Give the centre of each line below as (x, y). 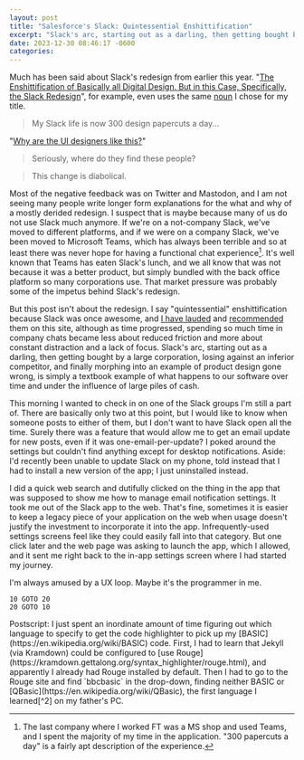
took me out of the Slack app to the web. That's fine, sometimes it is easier (149, 507)
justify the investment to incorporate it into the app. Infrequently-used (139, 527)
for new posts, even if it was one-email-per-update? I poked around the (142, 442)
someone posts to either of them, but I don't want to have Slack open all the (151, 423)
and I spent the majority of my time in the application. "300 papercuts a (156, 736)
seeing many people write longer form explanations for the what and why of (151, 204)
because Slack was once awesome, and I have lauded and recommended (147, 318)
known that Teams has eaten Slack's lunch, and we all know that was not (145, 262)
